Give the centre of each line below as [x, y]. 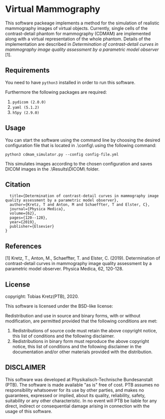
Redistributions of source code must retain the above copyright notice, [85, 331]
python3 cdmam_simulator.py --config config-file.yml [62, 154]
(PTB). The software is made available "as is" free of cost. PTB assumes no [82, 385]
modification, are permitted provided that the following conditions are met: [81, 321]
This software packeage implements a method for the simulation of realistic [82, 23]
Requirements [27, 70]
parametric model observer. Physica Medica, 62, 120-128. [64, 269]
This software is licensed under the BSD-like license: [59, 306]
